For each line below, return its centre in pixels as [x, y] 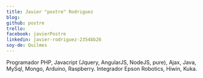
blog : [13, 17]
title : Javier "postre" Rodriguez [50, 12]
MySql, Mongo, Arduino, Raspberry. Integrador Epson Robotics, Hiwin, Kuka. [102, 68]
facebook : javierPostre [36, 34]
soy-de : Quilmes [27, 46]
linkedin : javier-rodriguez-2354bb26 [54, 40]
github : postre [25, 23]
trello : [16, 28]
